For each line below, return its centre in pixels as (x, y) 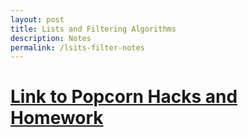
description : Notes (51, 38)
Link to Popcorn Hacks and (124, 97)
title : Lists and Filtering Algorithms (93, 29)
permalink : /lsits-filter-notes (77, 47)
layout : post (37, 19)
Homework (57, 118)
